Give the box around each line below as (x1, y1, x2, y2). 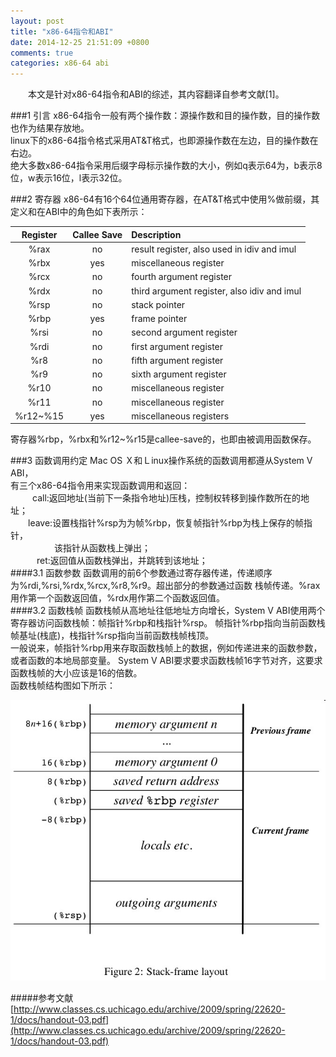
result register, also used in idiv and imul (131, 243, 297, 255)
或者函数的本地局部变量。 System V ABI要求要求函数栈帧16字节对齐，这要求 (10, 655, 323, 667)
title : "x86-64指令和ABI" (10, 26, 114, 37)
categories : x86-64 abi (10, 58, 110, 69)
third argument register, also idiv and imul (131, 285, 302, 297)
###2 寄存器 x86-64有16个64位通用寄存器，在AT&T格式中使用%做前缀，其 (10, 193, 320, 205)
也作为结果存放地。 (10, 122, 90, 134)
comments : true (10, 48, 74, 58)
